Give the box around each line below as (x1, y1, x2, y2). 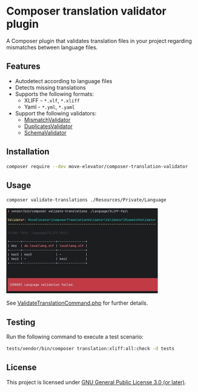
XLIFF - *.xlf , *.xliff (24, 96, 80, 104)
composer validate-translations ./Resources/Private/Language (6, 197, 167, 203)
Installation (6, 147, 50, 157)
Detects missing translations (15, 84, 86, 91)
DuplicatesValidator (24, 123, 73, 130)
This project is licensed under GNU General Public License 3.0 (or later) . (6, 378, 186, 386)
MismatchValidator (24, 116, 71, 123)
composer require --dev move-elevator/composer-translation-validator (6, 163, 188, 169)
